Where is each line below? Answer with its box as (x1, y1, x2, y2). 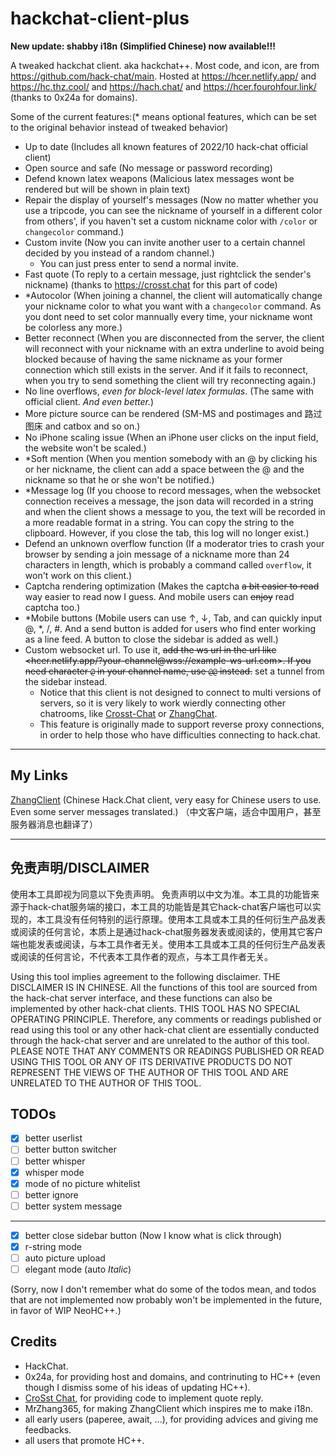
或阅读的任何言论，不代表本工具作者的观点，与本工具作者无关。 (10, 950, 273, 962)
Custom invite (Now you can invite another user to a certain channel (24, 236, 306, 248)
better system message (24, 1200, 123, 1212)
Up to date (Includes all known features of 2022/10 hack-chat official (24, 140, 308, 152)
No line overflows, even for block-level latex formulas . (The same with (24, 385, 315, 397)
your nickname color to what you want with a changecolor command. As (24, 300, 322, 312)
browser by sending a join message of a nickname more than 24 (24, 548, 290, 560)
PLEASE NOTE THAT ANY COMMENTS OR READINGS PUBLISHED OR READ (10, 1045, 325, 1057)
